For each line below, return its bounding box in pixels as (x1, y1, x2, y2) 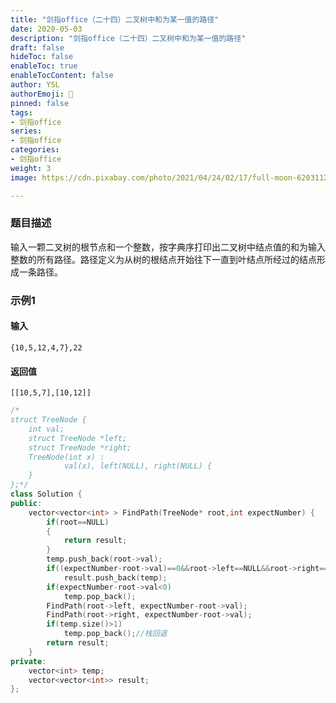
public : (10, 498, 43, 508)
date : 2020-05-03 (10, 24, 83, 34)
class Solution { (10, 489, 83, 499)
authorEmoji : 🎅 (10, 89, 74, 99)
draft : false (10, 42, 65, 53)
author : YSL (10, 80, 60, 90)
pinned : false (10, 98, 70, 108)
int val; (28, 424, 65, 434)
